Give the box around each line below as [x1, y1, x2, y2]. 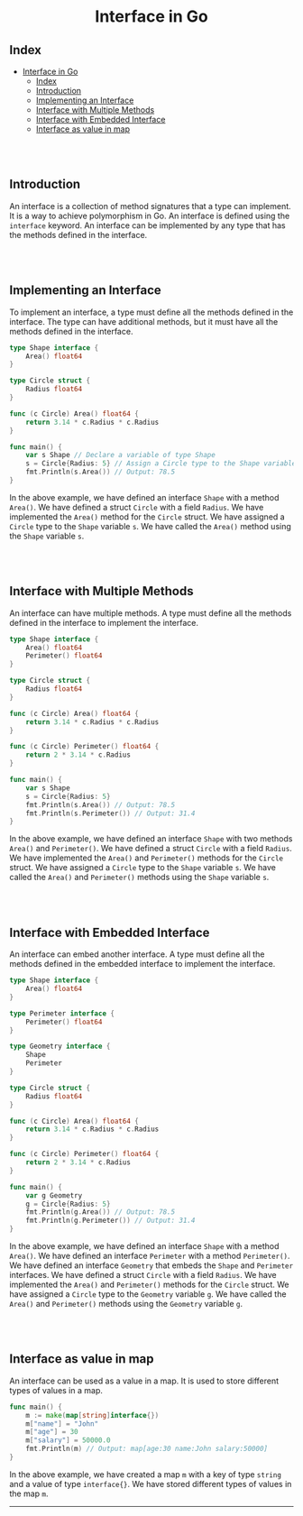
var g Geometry [25, 1190, 83, 1200]
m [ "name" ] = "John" [25, 1419, 99, 1429]
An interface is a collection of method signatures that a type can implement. [9, 200, 291, 211]
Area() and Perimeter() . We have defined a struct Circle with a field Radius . [9, 843, 293, 854]
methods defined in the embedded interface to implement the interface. [9, 959, 276, 969]
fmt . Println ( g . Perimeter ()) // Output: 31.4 [25, 1216, 196, 1226]
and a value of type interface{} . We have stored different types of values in [9, 1478, 292, 1489]
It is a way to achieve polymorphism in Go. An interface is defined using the [9, 210, 290, 221]
